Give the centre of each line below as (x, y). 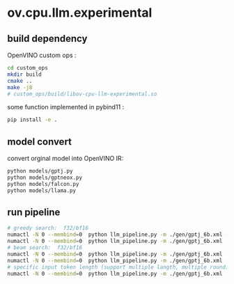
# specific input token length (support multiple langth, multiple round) (118, 267)
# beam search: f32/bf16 (45, 248)
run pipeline (34, 212)
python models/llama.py (42, 190)
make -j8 (20, 87)
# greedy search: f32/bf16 (48, 228)
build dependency (47, 39)
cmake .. (20, 81)
